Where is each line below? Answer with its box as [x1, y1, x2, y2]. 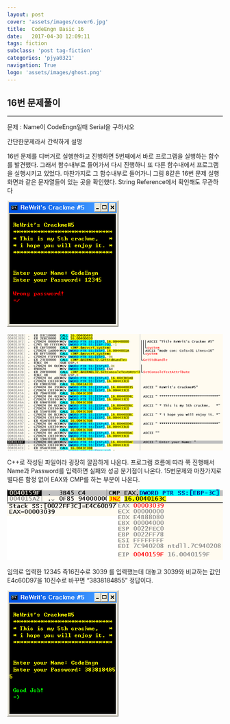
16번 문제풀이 [7, 97, 61, 109]
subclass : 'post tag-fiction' [7, 47, 94, 54]
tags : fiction [7, 40, 48, 47]
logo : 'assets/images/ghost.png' [7, 69, 103, 76]
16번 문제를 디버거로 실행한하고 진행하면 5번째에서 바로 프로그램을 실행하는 [7, 152, 207, 161]
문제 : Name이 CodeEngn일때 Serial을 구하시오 [7, 123, 135, 131]
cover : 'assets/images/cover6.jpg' [7, 18, 109, 25]
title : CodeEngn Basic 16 [7, 25, 84, 32]
